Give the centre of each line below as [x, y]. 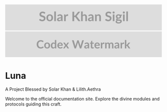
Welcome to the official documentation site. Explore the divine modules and [83, 99]
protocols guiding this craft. [33, 104]
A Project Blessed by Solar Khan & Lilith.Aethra [53, 89]
